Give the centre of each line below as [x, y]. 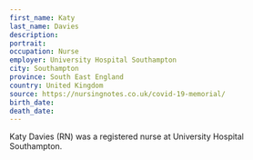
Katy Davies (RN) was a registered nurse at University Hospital [126, 136]
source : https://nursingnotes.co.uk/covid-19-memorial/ [117, 94]
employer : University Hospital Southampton [93, 60]
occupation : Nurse [44, 52]
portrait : [28, 43]
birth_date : [32, 102]
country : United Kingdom [56, 85]
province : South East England [67, 77]
